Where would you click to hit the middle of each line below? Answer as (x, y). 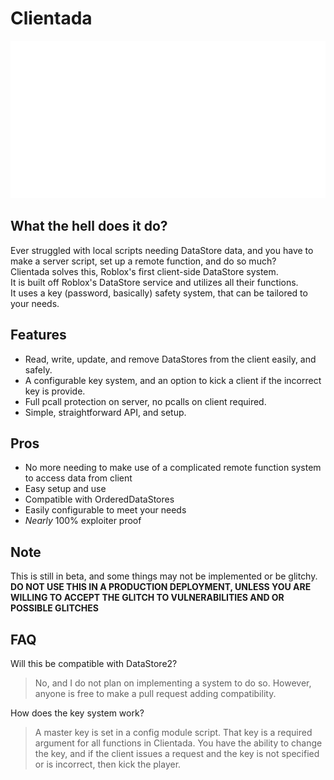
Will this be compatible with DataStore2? (94, 663)
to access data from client (78, 478)
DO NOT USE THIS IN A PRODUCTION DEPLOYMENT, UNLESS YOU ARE (161, 587)
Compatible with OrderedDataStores (99, 499)
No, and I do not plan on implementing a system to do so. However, (173, 683)
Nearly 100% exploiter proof (83, 521)
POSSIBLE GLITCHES (54, 608)
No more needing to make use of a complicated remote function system (173, 468)
